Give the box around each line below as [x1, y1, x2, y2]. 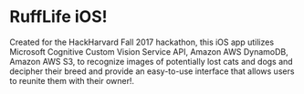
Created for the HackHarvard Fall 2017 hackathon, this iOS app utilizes [9, 37, 275, 47]
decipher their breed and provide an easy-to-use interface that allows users [9, 66, 295, 77]
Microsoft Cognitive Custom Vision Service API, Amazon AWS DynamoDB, [9, 46, 289, 57]
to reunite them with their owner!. [9, 75, 135, 86]
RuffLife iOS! [9, 6, 108, 27]
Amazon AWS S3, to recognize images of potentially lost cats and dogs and [9, 56, 294, 67]
